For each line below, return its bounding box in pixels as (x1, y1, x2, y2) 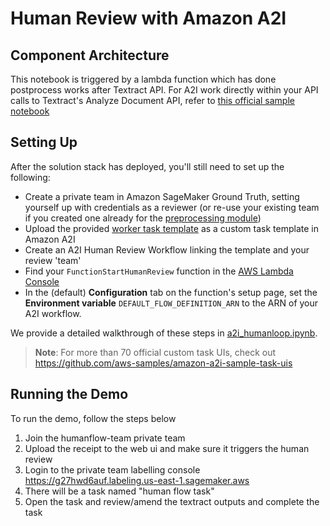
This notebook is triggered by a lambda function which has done (10, 73, 277, 85)
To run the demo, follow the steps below (10, 412, 177, 424)
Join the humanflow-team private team (24, 432, 186, 444)
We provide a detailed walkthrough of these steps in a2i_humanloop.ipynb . (10, 327, 318, 339)
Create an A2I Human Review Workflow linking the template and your (24, 243, 310, 256)
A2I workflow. (24, 307, 82, 319)
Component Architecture (10, 47, 170, 64)
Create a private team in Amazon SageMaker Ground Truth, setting (24, 190, 300, 202)
